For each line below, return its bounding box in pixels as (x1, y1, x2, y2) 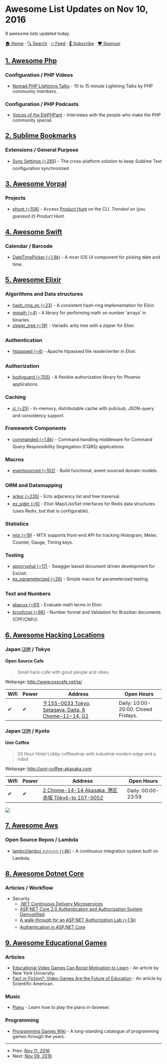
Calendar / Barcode (5, 243, 53, 249)
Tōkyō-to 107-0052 (54, 794, 103, 801)
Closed (136, 706, 153, 713)
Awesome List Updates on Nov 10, (5, 3, 148, 15)
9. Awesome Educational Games (5, 938, 107, 947)
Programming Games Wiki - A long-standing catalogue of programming (12, 1028, 159, 1034)
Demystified (19, 911, 45, 917)
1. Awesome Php (5, 57, 57, 65)
